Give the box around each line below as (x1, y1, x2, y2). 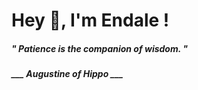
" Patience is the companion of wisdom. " (11, 42, 189, 54)
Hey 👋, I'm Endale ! (11, 9, 170, 32)
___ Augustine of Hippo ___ (11, 68, 124, 80)
